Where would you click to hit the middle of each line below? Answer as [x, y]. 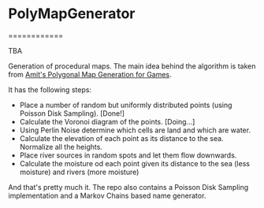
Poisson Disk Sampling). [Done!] [72, 113]
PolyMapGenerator [72, 14]
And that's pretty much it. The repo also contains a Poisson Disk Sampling [128, 187]
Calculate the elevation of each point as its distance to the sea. [121, 138]
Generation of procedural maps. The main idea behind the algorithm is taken [132, 66]
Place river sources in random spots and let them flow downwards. [128, 155]
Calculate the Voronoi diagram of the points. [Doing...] [107, 121]
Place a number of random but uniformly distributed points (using [126, 105]
